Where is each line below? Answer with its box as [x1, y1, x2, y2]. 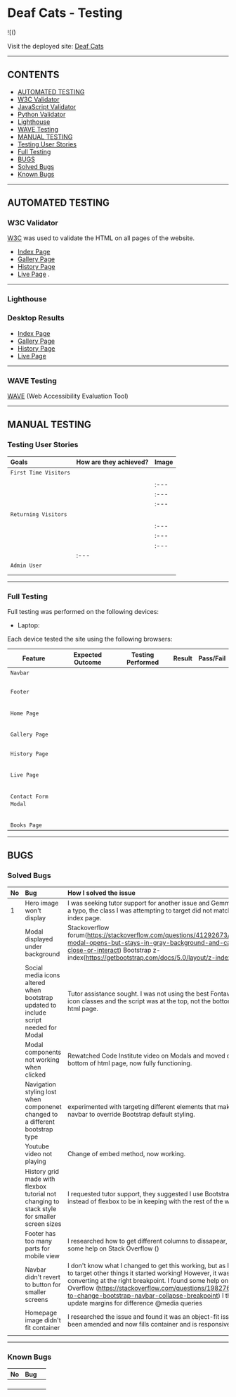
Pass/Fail [198, 654, 226, 663]
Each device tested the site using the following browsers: [7, 635, 173, 644]
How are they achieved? [76, 458, 149, 466]
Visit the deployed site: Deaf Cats [7, 42, 104, 50]
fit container [25, 1324, 60, 1332]
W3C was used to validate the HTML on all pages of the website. [7, 234, 195, 242]
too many [25, 1236, 53, 1245]
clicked [25, 1070, 46, 1079]
